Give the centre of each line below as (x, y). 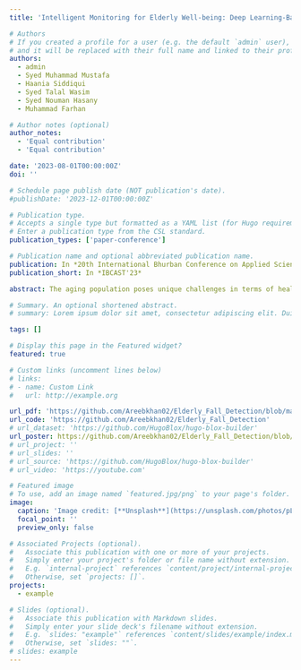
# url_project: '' (43, 444)
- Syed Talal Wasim (54, 92)
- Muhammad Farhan (52, 108)
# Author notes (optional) (60, 125)
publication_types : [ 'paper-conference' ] (88, 240)
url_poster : (31, 436)
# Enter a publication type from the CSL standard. (107, 232)
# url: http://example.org (64, 395)
